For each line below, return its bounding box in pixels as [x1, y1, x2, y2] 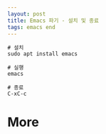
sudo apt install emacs [7, 50, 78, 57]
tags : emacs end [7, 23, 55, 30]
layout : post [7, 10, 46, 18]
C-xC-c [7, 90, 27, 98]
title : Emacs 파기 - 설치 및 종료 [7, 17, 100, 24]
